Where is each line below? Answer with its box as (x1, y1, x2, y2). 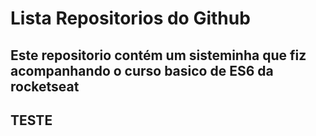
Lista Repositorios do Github (10, 7, 251, 30)
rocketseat (10, 78, 80, 95)
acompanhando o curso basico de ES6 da (10, 62, 274, 79)
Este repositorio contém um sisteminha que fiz (10, 47, 307, 64)
